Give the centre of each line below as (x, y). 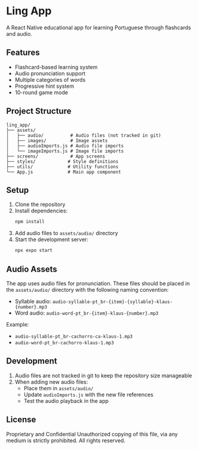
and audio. (19, 33)
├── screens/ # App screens (56, 156)
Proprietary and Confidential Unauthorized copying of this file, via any (92, 434)
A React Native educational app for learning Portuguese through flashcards (99, 27)
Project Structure (39, 111)
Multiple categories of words (50, 79)
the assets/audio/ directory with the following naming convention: (87, 289)
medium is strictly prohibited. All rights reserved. (66, 440)
